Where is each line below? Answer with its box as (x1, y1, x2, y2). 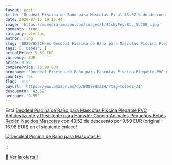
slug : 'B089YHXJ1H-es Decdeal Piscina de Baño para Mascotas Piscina (5, 41, 157, 46)
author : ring (5, 36, 33, 42)
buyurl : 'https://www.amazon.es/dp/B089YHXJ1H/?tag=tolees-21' (5, 84, 143, 89)
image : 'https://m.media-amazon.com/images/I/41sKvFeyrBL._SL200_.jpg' (5, 22, 161, 27)
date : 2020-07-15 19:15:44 (5, 17, 63, 22)
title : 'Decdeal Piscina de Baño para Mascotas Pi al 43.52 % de (5, 12, 147, 17)
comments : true (5, 27, 38, 32)
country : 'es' (5, 74, 36, 79)
